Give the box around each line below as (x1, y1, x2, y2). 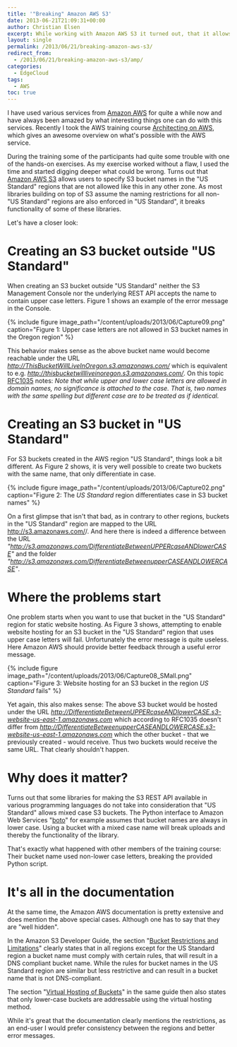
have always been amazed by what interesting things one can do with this (7, 116, 222, 124)
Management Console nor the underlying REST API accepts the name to (7, 289, 217, 297)
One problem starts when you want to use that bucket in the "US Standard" (7, 613, 226, 621)
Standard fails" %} (7, 686, 62, 694)
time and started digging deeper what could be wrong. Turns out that (7, 167, 208, 176)
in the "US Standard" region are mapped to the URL (7, 520, 157, 528)
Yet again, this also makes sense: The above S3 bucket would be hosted (7, 700, 217, 709)
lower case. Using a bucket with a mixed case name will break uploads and (7, 823, 226, 832)
